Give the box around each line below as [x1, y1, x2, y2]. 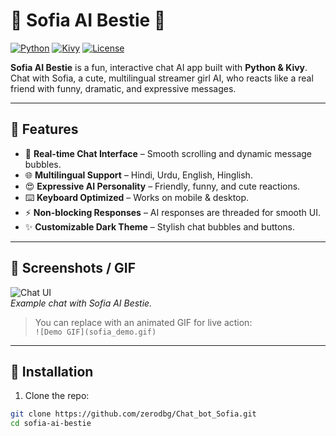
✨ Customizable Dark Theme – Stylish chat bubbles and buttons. [24, 220, 296, 233]
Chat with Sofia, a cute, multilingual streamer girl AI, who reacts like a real [10, 72, 314, 84]
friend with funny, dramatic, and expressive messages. [10, 82, 237, 94]
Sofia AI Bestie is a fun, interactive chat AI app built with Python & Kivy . [10, 61, 308, 73]
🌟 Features [10, 121, 79, 138]
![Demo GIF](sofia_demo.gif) [34, 327, 157, 337]
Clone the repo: [24, 390, 90, 402]
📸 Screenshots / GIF [10, 260, 137, 277]
